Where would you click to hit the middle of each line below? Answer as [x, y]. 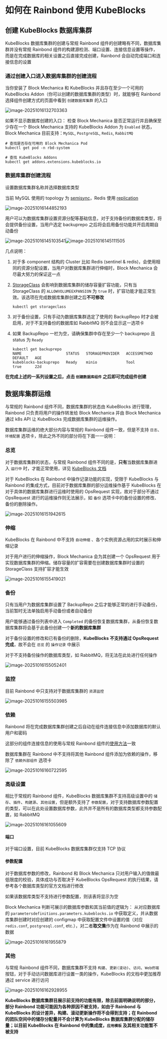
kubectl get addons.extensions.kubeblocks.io [53, 162]
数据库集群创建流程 [28, 175]
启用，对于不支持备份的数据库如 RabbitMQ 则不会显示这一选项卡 [78, 323]
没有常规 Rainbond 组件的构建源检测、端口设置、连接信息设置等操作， [86, 49]
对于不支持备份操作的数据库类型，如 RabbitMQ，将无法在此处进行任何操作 [81, 655]
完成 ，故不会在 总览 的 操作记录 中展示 [43, 644]
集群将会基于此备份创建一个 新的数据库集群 [57, 628]
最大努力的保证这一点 [39, 274]
